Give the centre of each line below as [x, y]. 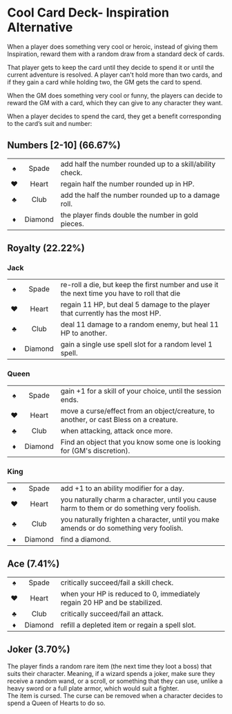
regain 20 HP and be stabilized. [111, 602]
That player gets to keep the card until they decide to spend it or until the [111, 67]
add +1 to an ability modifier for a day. [122, 488]
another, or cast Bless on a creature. [119, 419]
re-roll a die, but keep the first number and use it [139, 285]
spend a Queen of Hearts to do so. [56, 703]
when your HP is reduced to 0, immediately [130, 594]
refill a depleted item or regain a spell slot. [128, 625]
